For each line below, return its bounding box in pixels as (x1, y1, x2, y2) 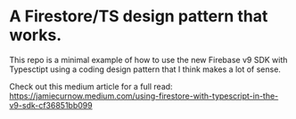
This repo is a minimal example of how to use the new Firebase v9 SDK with (9, 54, 288, 65)
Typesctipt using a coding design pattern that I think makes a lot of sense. (9, 64, 281, 75)
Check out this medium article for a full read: (9, 81, 173, 91)
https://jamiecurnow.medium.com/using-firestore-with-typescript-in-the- (9, 91, 279, 101)
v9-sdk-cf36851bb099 (9, 99, 93, 110)
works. (9, 25, 62, 45)
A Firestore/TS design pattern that (9, 6, 268, 27)
